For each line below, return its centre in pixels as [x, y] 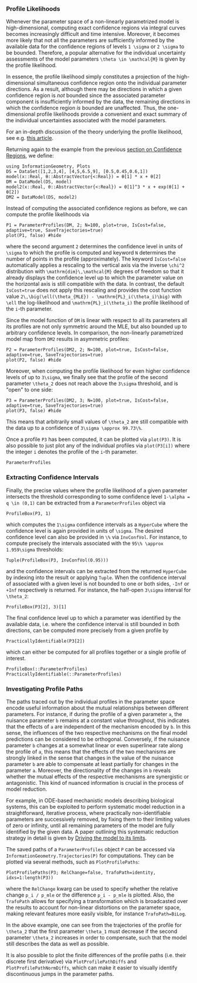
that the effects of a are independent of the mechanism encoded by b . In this [98, 726]
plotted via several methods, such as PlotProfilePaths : [73, 862]
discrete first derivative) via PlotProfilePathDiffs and [71, 961]
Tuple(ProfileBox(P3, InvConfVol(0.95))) [57, 560]
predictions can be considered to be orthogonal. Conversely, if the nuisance [98, 739]
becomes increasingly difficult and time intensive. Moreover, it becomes [93, 34]
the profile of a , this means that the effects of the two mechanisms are [91, 751]
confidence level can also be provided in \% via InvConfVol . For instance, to [97, 537]
